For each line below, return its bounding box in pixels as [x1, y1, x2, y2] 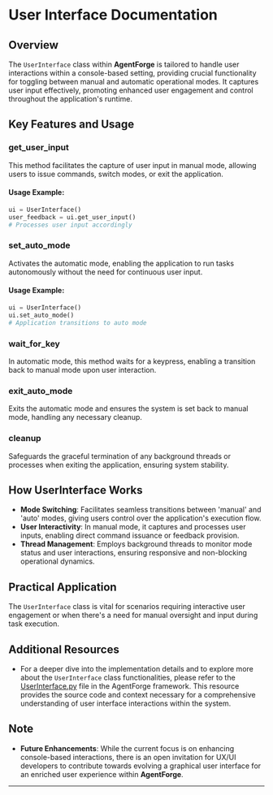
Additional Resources [8, 642, 119, 656]
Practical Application [8, 580, 117, 594]
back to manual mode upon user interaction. [8, 365, 157, 374]
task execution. [8, 619, 59, 629]
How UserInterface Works [8, 483, 143, 497]
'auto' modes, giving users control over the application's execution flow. [19, 513, 262, 523]
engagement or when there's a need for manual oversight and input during [8, 611, 258, 620]
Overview [8, 38, 59, 52]
